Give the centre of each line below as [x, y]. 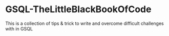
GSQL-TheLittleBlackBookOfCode [78, 9]
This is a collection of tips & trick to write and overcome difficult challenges [84, 23]
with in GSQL [19, 28]
